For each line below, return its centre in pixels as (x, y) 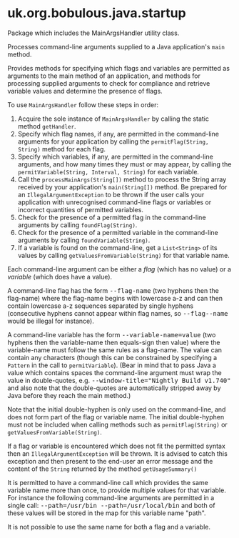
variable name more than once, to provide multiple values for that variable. (117, 490)
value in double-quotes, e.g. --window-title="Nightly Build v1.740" (119, 380)
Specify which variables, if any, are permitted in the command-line (116, 156)
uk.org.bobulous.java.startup (97, 13)
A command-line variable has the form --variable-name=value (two (112, 334)
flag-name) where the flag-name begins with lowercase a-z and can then (115, 298)
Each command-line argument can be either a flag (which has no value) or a (119, 269)
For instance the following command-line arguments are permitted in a (111, 497)
